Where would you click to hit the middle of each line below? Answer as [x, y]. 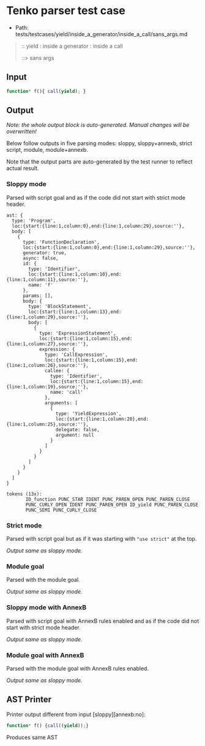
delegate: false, [77, 429]
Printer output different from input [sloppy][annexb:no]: [76, 714]
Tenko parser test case [66, 11]
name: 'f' [41, 285]
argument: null [75, 435]
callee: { [57, 371]
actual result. [23, 168]
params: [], [38, 296]
